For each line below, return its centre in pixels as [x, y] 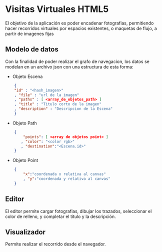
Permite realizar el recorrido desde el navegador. [55, 244]
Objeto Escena [27, 76]
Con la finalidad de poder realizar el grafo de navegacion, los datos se [77, 61]
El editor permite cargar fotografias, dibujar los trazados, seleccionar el [78, 211]
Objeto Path [25, 123]
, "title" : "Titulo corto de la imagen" [58, 104]
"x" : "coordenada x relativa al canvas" [65, 174]
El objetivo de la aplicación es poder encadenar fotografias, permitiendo [79, 23]
